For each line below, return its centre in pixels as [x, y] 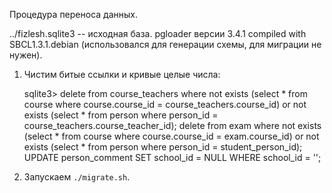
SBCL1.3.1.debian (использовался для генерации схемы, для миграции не [165, 44]
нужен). [26, 55]
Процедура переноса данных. [73, 14]
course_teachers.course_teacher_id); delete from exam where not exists [172, 125]
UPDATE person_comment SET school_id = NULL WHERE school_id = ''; [172, 157]
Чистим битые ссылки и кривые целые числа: [122, 74]
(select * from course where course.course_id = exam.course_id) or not [171, 136]
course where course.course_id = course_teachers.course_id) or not [165, 104]
